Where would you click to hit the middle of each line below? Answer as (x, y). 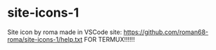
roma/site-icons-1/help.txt (45, 39)
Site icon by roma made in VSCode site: (65, 32)
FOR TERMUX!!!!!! (109, 39)
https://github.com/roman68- (166, 32)
